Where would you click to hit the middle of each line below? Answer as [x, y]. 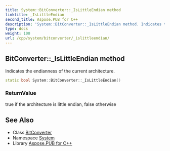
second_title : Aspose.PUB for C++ [42, 19]
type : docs [17, 29]
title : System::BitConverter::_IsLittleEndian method [63, 10]
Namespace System [33, 138]
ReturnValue [21, 93]
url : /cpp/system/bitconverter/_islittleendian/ [57, 39]
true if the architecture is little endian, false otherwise [61, 104]
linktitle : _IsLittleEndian [35, 15]
